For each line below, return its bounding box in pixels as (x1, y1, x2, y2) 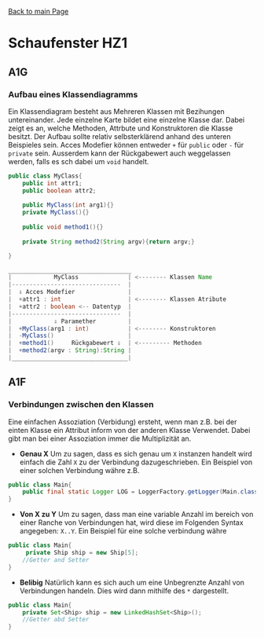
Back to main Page (8, 7, 69, 16)
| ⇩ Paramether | (8, 317, 132, 325)
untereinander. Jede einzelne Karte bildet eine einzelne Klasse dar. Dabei (8, 115, 245, 124)
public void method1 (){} (22, 223, 104, 231)
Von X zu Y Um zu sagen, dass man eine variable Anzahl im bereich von (19, 510, 254, 519)
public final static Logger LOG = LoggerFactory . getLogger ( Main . (22, 488, 241, 496)
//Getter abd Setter (22, 616, 90, 624)
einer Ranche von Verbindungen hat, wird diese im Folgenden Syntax (19, 518, 244, 527)
